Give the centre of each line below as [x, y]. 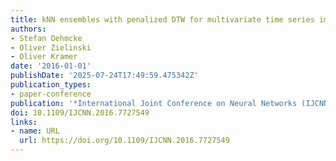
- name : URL [35, 131]
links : [24, 122]
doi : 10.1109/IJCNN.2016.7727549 [80, 112]
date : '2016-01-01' [51, 66]
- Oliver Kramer [44, 57]
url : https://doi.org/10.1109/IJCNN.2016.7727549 [124, 141]
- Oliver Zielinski [51, 47]
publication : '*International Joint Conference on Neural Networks [154, 103]
